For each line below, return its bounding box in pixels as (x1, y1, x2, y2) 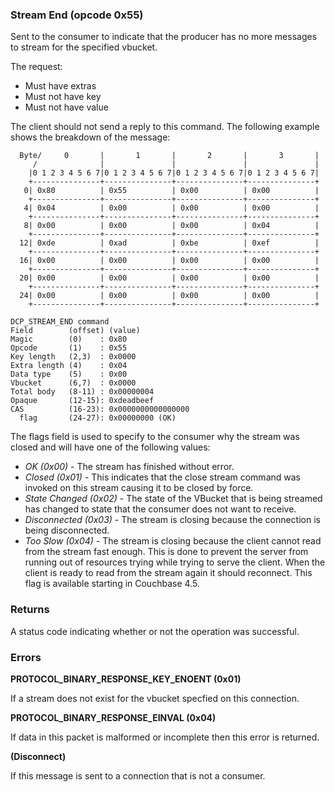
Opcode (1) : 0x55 (10, 343, 128, 353)
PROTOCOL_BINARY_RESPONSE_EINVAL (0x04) (10, 711, 217, 723)
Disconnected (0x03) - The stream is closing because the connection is (24, 514, 321, 526)
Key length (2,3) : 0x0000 (10, 352, 137, 362)
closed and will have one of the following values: (10, 441, 211, 453)
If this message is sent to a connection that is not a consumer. (10, 769, 266, 782)
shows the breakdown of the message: (10, 131, 171, 143)
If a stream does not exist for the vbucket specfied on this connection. (10, 692, 300, 704)
